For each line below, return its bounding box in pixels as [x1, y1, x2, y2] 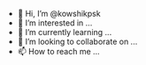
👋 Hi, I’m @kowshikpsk [17, 9, 101, 18]
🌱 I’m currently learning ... [17, 27, 112, 37]
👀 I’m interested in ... [17, 18, 93, 28]
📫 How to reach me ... [17, 47, 100, 56]
